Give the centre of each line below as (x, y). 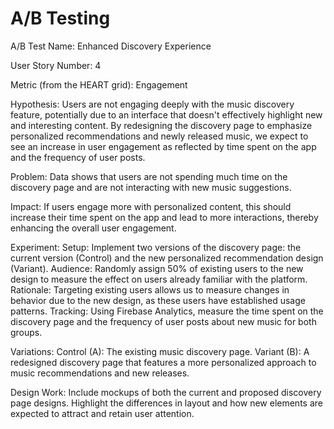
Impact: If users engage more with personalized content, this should (151, 206)
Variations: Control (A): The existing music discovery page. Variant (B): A (160, 351)
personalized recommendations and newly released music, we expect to (159, 136)
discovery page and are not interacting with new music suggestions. (151, 187)
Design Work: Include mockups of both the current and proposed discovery (166, 392)
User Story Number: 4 (56, 65)
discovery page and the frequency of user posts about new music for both (163, 321)
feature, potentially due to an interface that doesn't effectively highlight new (166, 114)
